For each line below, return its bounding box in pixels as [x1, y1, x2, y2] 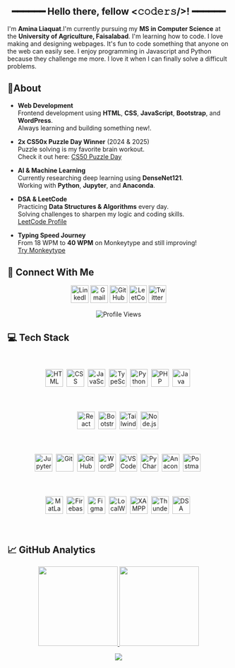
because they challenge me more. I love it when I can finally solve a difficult [7, 54, 227, 63]
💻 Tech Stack [7, 331, 70, 343]
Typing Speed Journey [17, 231, 86, 239]
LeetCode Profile [17, 217, 67, 225]
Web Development [17, 101, 73, 109]
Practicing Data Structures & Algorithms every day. [17, 202, 169, 210]
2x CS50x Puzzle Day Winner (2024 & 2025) [17, 137, 150, 145]
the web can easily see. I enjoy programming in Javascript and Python [7, 47, 212, 55]
